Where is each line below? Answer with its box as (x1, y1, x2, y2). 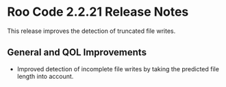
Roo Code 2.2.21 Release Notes (7, 4, 189, 20)
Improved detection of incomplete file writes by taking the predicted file (16, 64, 219, 73)
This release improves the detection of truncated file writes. (7, 27, 176, 35)
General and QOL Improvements (7, 47, 147, 58)
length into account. (16, 72, 74, 80)
